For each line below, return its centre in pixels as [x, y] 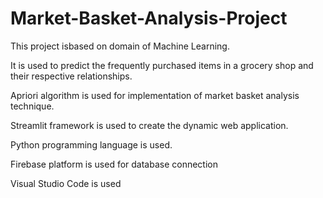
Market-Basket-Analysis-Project [149, 18]
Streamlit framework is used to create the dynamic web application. [149, 125]
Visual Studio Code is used [66, 183]
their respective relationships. [71, 76]
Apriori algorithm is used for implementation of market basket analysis [155, 95]
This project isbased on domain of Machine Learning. [120, 46]
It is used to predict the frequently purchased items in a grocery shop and [162, 65]
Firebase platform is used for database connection [114, 164]
